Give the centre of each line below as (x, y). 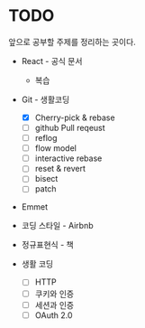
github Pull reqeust (70, 128)
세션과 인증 (54, 305)
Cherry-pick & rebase (75, 117)
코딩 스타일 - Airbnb (57, 226)
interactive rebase (68, 158)
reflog (46, 138)
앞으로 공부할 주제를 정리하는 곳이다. (72, 42)
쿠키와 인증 (54, 294)
